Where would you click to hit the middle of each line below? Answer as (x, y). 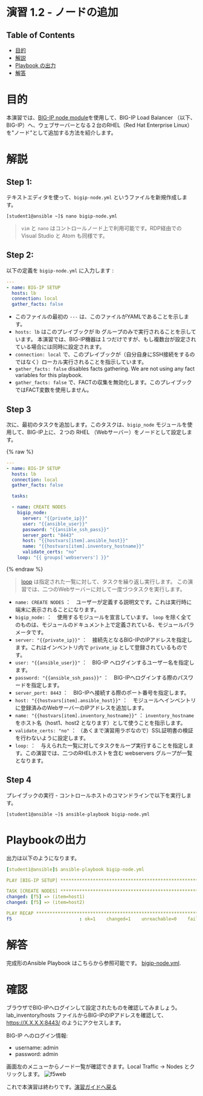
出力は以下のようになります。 (43, 858)
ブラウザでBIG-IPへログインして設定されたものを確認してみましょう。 (93, 1007)
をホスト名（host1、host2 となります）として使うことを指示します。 (100, 723)
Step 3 (19, 409)
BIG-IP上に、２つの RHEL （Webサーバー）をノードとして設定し (107, 432)
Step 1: (19, 182)
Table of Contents (41, 35)
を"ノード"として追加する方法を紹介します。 (61, 132)
